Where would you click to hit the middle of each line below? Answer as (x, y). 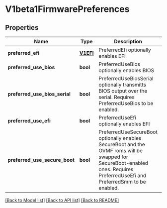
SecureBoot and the (122, 144)
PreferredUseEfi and (123, 175)
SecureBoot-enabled (123, 163)
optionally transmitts (123, 85)
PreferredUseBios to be (126, 103)
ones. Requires (116, 169)
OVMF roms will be (121, 151)
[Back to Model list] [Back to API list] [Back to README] (62, 200)
